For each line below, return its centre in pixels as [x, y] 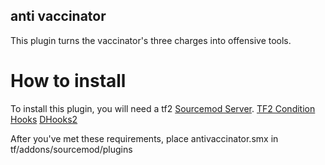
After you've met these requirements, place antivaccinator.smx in [144, 138]
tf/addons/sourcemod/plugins [71, 149]
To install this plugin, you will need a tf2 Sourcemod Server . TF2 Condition [163, 108]
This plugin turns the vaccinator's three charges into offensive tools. [151, 40]
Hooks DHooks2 [44, 119]
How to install [68, 81]
